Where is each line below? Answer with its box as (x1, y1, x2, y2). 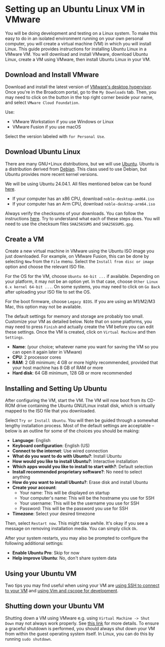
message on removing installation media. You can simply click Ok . (5, 526, 138, 532)
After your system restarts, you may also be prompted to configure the (5, 535, 149, 541)
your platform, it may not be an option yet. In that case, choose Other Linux (5, 278, 158, 284)
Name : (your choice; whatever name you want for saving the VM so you (12, 344, 159, 350)
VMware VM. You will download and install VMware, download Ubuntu (5, 51, 148, 57)
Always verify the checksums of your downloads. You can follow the (5, 210, 144, 216)
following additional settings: (5, 541, 64, 546)
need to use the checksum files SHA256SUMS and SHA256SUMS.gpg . (5, 221, 134, 227)
